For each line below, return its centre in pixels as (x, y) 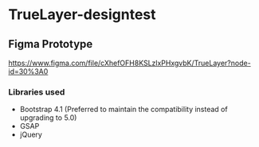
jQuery (31, 135)
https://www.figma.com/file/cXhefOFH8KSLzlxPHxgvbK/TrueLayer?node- (129, 63)
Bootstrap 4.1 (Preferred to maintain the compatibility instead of (124, 110)
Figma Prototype (51, 44)
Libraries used (37, 91)
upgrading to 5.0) (48, 118)
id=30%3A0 (28, 72)
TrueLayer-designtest (82, 15)
